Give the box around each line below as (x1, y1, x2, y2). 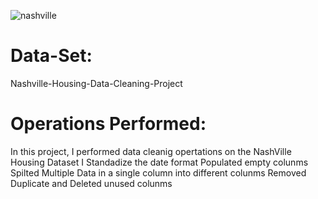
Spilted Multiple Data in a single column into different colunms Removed (10, 166, 307, 179)
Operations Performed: (10, 113, 207, 135)
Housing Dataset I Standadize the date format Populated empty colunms (10, 156, 309, 168)
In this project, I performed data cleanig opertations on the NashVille (10, 145, 292, 157)
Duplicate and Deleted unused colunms (10, 177, 173, 189)
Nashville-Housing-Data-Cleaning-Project (10, 77, 183, 89)
